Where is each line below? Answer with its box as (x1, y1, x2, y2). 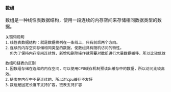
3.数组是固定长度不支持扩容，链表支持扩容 (5, 82, 83, 88)
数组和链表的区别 (5, 61, 36, 66)
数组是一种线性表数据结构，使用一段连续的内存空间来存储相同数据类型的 (5, 17, 157, 23)
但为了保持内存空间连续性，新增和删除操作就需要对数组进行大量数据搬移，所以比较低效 (10, 51, 166, 56)
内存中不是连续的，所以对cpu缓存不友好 (21, 77, 93, 82)
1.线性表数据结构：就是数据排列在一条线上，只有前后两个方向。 (5, 40, 120, 45)
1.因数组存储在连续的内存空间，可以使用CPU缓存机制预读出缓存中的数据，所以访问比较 (5, 66, 161, 72)
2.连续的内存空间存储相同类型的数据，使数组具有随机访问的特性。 (5, 45, 124, 51)
